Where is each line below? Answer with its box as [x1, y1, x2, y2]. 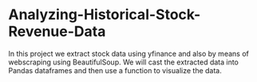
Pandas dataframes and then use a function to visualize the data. [8, 65, 222, 75]
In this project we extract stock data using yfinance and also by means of [8, 49, 249, 58]
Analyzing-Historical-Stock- [8, 6, 201, 24]
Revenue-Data [8, 22, 106, 41]
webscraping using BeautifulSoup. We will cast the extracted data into [8, 57, 239, 67]
